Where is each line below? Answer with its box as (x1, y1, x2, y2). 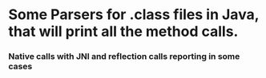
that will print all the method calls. (8, 22, 239, 41)
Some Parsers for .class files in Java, (8, 6, 259, 24)
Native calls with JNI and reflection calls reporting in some (8, 51, 240, 62)
